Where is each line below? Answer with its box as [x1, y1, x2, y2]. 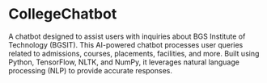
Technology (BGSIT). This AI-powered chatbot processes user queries [8, 39, 244, 49]
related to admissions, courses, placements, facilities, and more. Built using [8, 48, 260, 58]
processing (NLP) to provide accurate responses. [8, 65, 172, 75]
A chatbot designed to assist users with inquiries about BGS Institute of [8, 31, 246, 41]
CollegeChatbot [8, 5, 117, 23]
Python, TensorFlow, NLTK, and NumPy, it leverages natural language [8, 57, 240, 67]
